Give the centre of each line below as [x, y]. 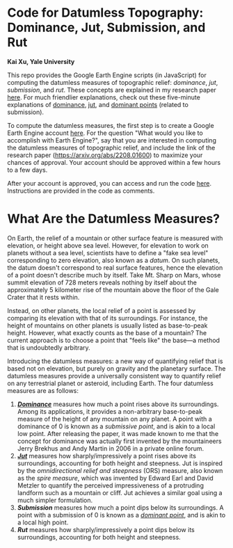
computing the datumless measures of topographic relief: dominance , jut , [113, 82]
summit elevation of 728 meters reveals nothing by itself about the [102, 282]
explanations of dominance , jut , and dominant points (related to [98, 104]
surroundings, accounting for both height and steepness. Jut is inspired [120, 463]
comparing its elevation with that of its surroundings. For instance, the [107, 318]
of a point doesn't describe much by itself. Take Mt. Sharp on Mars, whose [114, 275]
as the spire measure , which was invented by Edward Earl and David [115, 478]
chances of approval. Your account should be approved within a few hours [114, 162]
